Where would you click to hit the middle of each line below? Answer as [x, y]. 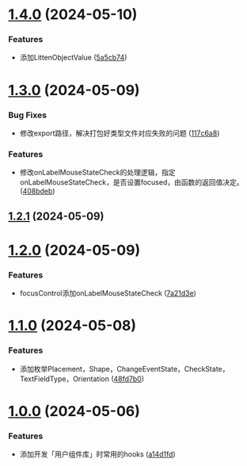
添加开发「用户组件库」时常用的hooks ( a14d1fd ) [97, 454]
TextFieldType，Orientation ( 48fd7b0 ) [82, 379]
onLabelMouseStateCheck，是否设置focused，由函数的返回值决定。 [131, 182]
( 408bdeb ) [37, 191]
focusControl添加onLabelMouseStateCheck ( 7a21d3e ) [108, 293]
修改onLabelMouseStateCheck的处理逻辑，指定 [97, 173]
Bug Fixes [28, 115]
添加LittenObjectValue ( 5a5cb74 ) [73, 58]
